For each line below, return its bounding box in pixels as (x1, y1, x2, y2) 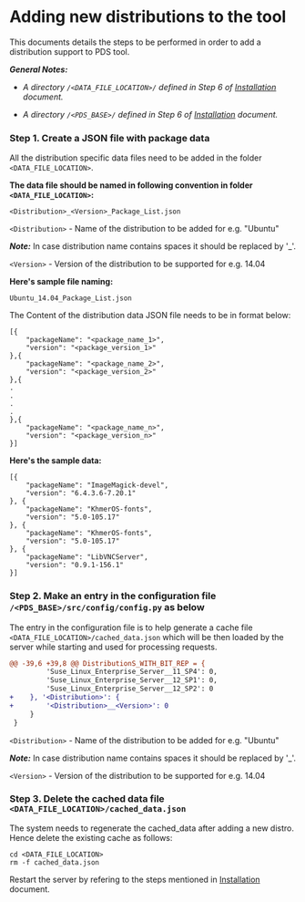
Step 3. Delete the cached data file (9, 793, 166, 805)
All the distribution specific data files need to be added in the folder (9, 152, 262, 163)
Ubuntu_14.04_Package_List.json (9, 294, 132, 303)
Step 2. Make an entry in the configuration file (9, 590, 217, 603)
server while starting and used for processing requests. (9, 641, 218, 652)
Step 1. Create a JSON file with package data (9, 131, 210, 144)
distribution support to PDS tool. (9, 46, 130, 57)
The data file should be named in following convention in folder (9, 180, 253, 191)
